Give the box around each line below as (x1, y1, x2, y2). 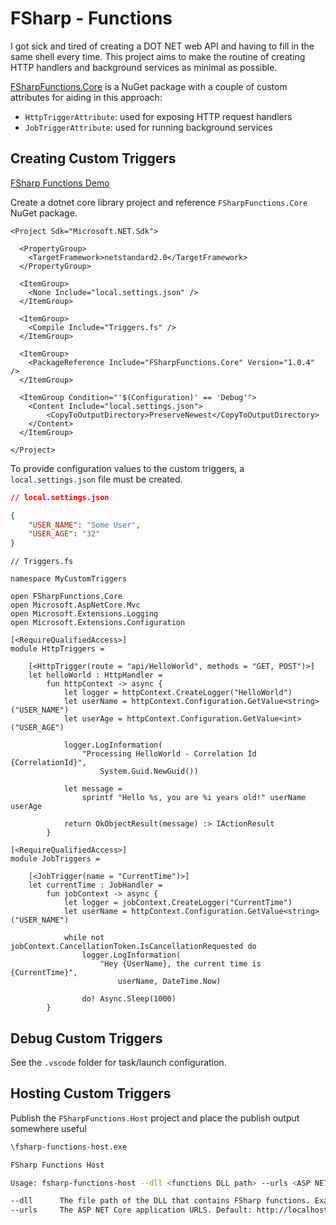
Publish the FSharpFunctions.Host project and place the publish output (10, 1112, 300, 1124)
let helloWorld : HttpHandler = (28, 670, 163, 681)
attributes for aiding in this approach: (10, 91, 163, 103)
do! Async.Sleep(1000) (81, 994, 177, 1004)
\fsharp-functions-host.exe (10, 1142, 128, 1152)
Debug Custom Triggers (10, 1030, 163, 1047)
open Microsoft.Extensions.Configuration (10, 618, 186, 628)
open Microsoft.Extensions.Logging (10, 609, 159, 619)
